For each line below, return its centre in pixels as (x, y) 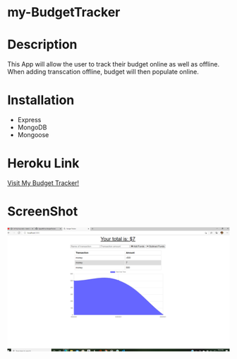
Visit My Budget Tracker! (43, 183)
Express (29, 120)
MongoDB (32, 127)
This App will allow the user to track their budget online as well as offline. (114, 64)
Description (42, 45)
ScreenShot (43, 212)
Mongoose (33, 135)
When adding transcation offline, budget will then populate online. (103, 72)
